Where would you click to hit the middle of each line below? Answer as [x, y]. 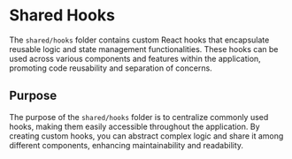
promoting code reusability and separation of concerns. [111, 68]
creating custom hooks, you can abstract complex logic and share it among [146, 136]
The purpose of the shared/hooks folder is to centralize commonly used [139, 117]
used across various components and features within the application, [135, 58]
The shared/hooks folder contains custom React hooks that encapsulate [139, 40]
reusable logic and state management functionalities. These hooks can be [144, 49]
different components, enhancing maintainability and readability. [127, 145]
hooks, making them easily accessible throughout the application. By [134, 126]
